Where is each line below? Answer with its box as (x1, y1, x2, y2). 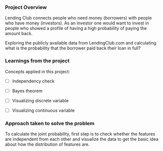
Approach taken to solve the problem (5, 120, 95, 127)
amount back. (5, 31, 33, 37)
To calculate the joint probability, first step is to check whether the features (5, 131, 156, 137)
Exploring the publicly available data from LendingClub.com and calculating (5, 40, 157, 46)
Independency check (12, 78, 55, 84)
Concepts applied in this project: (5, 68, 71, 74)
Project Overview (5, 4, 47, 11)
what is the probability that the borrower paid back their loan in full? (5, 45, 141, 51)
